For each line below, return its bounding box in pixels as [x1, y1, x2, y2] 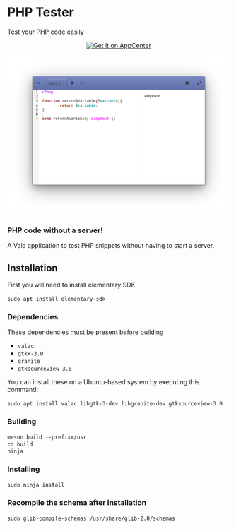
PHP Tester [7, 4, 74, 20]
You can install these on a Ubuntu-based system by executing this [7, 378, 200, 386]
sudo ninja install [7, 481, 65, 488]
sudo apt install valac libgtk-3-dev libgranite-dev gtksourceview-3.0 [7, 400, 223, 408]
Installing [7, 464, 40, 474]
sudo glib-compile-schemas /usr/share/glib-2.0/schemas [7, 515, 175, 523]
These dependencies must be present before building [7, 328, 164, 336]
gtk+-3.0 [17, 350, 44, 357]
